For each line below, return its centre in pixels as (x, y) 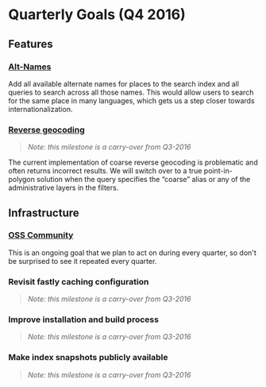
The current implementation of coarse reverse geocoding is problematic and (133, 163)
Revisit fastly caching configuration (79, 281)
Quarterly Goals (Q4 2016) (97, 15)
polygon (22, 180)
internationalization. (40, 109)
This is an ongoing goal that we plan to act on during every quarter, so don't (132, 253)
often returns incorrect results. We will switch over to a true (105, 171)
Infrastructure (44, 213)
